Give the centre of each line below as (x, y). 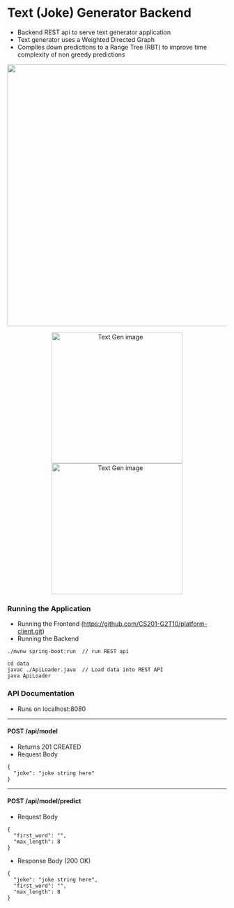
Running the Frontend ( (50, 624)
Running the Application (49, 608)
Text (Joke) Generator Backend (99, 13)
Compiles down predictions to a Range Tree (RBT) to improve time (112, 47)
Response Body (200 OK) (54, 861)
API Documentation (41, 694)
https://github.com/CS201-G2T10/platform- (145, 624)
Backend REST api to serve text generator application (94, 32)
